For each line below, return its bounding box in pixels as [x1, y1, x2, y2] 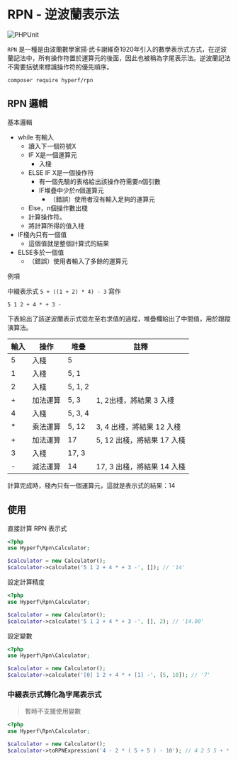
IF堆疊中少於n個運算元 [38, 185, 104, 195]
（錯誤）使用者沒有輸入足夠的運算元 [49, 195, 156, 203]
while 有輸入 [17, 132, 55, 142]
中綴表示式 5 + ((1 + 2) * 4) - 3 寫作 [7, 287, 122, 295]
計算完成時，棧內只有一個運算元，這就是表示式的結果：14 [7, 481, 176, 489]
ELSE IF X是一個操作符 [28, 168, 94, 177]
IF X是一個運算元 [28, 150, 78, 159]
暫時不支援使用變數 [24, 707, 81, 716]
